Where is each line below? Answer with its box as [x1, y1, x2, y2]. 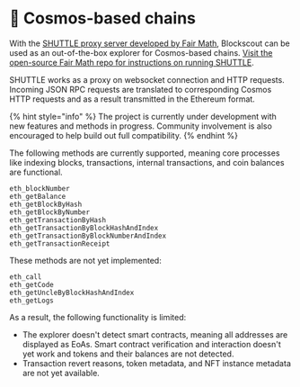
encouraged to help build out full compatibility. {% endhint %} [9, 130, 238, 140]
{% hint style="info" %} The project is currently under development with [9, 111, 277, 121]
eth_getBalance [9, 192, 66, 201]
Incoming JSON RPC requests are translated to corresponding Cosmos [9, 84, 272, 94]
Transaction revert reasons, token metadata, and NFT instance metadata [22, 357, 292, 368]
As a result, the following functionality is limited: [9, 311, 187, 322]
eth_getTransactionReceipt [9, 238, 110, 248]
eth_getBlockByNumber [9, 207, 91, 217]
